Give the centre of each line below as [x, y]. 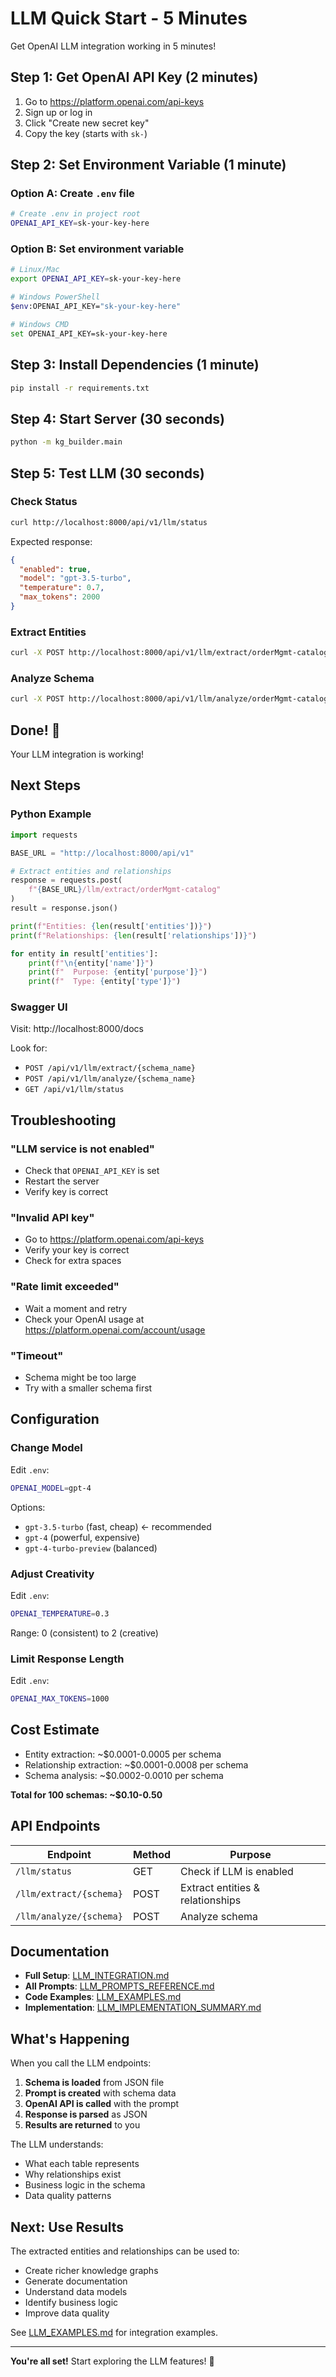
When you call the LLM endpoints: [81, 2063]
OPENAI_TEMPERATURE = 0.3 [60, 1613]
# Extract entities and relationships [91, 871]
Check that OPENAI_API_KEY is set [92, 1171]
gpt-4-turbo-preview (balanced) [91, 1548]
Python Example [51, 814]
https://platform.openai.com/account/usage [115, 1329]
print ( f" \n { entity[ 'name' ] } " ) [91, 963]
